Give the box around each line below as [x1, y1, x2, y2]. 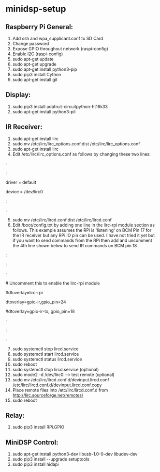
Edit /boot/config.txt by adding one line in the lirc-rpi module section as [12, 222, 155, 228]
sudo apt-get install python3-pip [12, 66, 77, 72]
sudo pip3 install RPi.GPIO [12, 424, 65, 430]
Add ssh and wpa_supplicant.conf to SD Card [12, 35, 103, 41]
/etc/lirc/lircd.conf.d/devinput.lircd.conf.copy [12, 382, 102, 388]
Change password [12, 41, 49, 47]
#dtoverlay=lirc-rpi [5, 289, 43, 295]
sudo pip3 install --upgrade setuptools [12, 456, 89, 462]
